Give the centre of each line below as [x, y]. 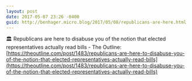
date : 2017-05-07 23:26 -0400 [43, 17]
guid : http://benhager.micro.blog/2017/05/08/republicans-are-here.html [96, 22]
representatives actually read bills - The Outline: [64, 47]
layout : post [22, 11]
